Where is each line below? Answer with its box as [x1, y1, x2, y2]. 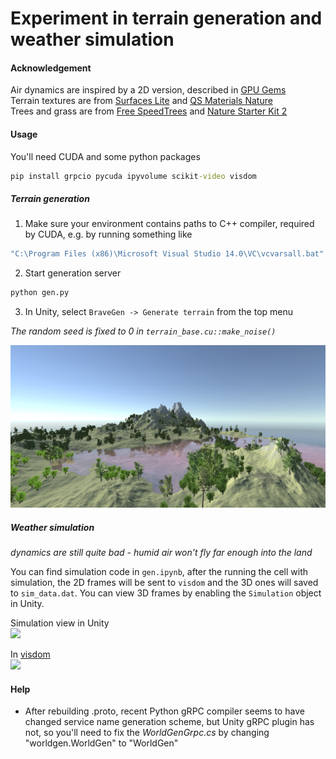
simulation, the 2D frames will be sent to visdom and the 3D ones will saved [10, 577, 319, 589]
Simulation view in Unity [10, 617, 110, 629]
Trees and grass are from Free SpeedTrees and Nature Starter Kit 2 [10, 105, 288, 117]
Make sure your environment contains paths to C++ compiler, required [24, 218, 315, 230]
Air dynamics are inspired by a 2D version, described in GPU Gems [10, 84, 287, 96]
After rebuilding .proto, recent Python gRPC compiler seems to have [24, 705, 305, 717]
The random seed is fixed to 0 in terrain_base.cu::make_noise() [10, 325, 277, 337]
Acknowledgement [10, 62, 92, 74]
